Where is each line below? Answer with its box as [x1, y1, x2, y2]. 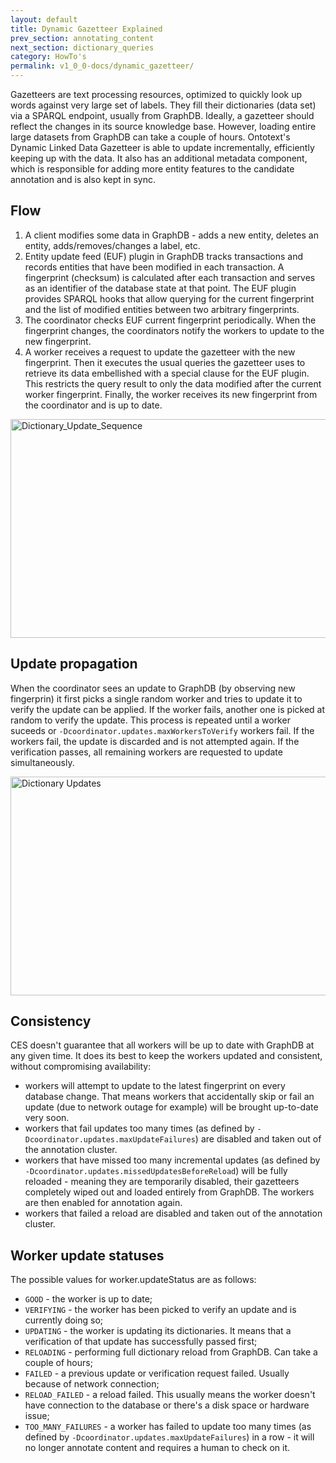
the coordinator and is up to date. [24, 399, 163, 411]
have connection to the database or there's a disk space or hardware [24, 1399, 310, 1411]
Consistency [10, 1013, 92, 1030]
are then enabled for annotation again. [24, 1197, 183, 1209]
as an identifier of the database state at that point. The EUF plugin [24, 282, 297, 294]
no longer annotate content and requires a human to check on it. [24, 1442, 291, 1454]
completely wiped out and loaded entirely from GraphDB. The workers [24, 1186, 315, 1198]
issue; [24, 1410, 50, 1422]
